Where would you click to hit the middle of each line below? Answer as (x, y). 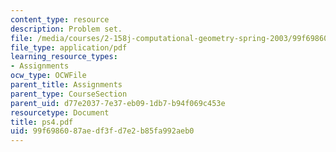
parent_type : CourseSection (69, 94)
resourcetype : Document (60, 112)
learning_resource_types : (64, 57)
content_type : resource (60, 19)
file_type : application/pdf (69, 47)
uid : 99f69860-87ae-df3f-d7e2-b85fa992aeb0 (102, 131)
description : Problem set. (66, 29)
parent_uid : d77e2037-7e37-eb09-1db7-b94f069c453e (118, 103)
